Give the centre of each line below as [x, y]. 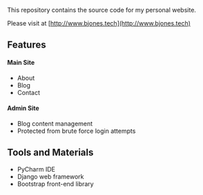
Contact [28, 92]
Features [27, 45]
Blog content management [55, 123]
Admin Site [23, 108]
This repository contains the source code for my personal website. [102, 10]
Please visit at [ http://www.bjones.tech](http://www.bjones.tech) [99, 23]
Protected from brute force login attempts [76, 131]
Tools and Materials [50, 153]
